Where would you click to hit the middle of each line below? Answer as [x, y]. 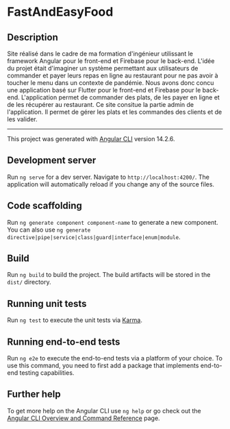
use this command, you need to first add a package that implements [103, 366]
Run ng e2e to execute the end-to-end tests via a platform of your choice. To [115, 358]
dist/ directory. [29, 282]
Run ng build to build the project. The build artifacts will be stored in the [109, 275]
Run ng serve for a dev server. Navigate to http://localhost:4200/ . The [108, 177]
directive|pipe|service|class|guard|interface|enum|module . [94, 236]
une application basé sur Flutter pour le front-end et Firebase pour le [104, 90]
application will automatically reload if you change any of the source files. [111, 184]
